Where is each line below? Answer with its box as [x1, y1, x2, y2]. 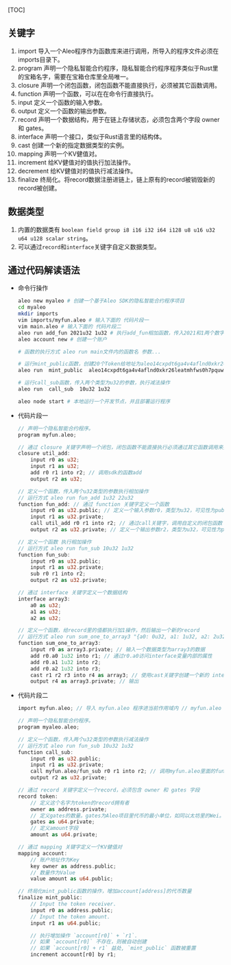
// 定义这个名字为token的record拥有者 [30, 799, 130, 806]
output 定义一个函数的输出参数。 [17, 106, 110, 115]
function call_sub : [17, 748, 74, 756]
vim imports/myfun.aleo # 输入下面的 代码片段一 [17, 317, 149, 324]
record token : [17, 793, 58, 800]
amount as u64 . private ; [30, 831, 98, 838]
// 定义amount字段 [30, 825, 79, 832]
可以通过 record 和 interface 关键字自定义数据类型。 [17, 243, 160, 251]
